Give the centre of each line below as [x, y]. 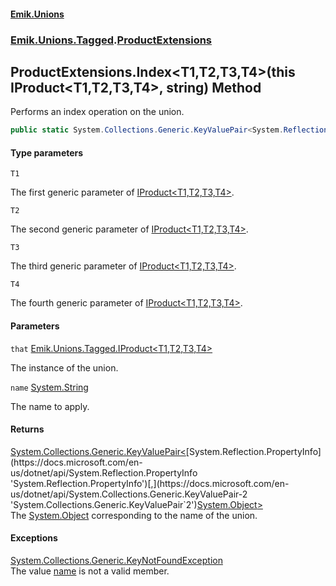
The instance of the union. [64, 367]
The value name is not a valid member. [90, 571]
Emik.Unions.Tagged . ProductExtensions [111, 40]
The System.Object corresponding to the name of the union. [134, 515]
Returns [27, 429]
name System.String [49, 387]
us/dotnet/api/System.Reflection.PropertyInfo [104, 472]
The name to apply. [50, 406]
